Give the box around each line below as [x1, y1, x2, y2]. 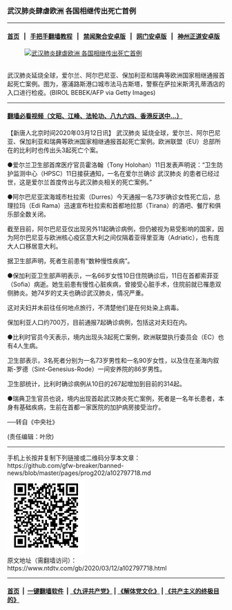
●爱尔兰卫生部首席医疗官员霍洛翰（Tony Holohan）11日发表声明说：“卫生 [7, 161, 217, 169]
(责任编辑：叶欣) [7, 432, 55, 440]
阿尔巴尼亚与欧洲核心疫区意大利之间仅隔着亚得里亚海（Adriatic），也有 [12, 233, 214, 242]
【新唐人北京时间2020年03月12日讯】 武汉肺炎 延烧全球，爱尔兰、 [7, 128, 197, 136]
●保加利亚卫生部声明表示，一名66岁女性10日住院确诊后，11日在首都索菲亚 [7, 271, 220, 280]
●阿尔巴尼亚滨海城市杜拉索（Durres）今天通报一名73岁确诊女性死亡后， [7, 192, 215, 201]
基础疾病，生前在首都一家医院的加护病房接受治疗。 [19, 403, 164, 411]
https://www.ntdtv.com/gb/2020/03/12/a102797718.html [7, 564, 167, 572]
